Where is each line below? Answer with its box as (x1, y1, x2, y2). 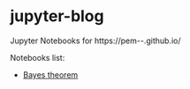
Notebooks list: (10, 52, 65, 63)
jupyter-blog (10, 6, 104, 26)
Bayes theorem (22, 69, 79, 80)
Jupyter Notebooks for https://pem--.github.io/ (10, 35, 181, 46)
